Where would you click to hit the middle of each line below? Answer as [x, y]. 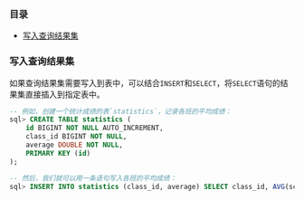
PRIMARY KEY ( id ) [58, 153]
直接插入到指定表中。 [65, 94]
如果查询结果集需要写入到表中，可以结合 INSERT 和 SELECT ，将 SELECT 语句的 [145, 82]
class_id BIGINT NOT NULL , [76, 137]
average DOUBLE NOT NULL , [75, 145]
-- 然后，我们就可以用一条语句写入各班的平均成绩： [93, 178]
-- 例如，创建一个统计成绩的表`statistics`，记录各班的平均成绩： [121, 111]
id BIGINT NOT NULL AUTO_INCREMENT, [95, 129]
